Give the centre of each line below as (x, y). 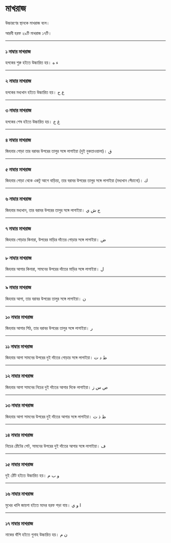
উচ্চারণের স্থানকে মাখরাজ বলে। (27, 22)
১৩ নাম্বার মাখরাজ (20, 405)
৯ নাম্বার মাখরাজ (18, 287)
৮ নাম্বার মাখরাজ (19, 258)
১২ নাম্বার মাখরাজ (19, 376)
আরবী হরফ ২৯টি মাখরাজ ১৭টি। (28, 33)
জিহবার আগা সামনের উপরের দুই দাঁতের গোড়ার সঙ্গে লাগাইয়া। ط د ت (56, 357)
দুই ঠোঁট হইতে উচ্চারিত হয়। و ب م (32, 476)
